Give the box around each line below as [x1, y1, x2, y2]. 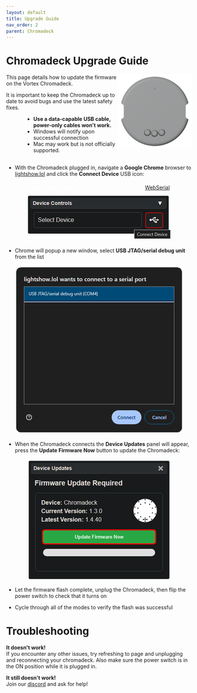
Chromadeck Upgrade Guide [6, 54, 149, 68]
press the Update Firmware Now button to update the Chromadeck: [14, 447, 180, 454]
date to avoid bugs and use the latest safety [6, 98, 113, 105]
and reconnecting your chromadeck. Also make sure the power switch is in [6, 656, 188, 664]
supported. [33, 147, 60, 154]
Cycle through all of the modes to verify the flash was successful [14, 604, 173, 611]
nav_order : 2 [6, 22, 38, 28]
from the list [14, 254, 44, 261]
